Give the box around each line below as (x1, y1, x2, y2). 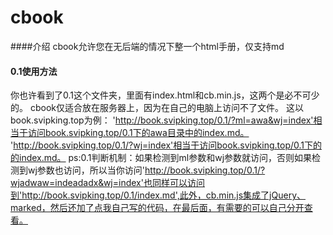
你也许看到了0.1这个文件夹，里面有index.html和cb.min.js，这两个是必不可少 (10, 89, 320, 101)
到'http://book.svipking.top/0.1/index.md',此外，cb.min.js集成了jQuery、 (10, 189, 307, 201)
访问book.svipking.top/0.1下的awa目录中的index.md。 (27, 127, 250, 139)
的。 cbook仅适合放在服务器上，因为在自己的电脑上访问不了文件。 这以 (10, 102, 304, 114)
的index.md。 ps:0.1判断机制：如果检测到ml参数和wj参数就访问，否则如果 (10, 152, 313, 164)
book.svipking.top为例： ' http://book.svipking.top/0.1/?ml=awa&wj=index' (10, 114, 314, 126)
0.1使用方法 (10, 65, 58, 77)
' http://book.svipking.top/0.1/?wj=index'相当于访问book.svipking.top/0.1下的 (10, 139, 322, 151)
